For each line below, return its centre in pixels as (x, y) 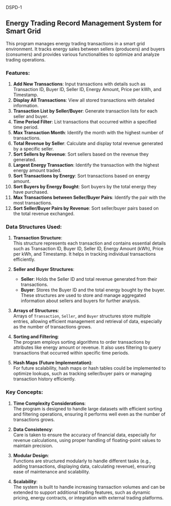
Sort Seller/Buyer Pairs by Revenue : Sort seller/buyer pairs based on (86, 209)
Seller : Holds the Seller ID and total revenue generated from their (89, 279)
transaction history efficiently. (44, 379)
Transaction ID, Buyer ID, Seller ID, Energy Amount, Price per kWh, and (87, 90)
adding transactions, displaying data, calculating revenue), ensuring (84, 466)
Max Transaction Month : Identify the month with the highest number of (88, 133)
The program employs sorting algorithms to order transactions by (82, 342)
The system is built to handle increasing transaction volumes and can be (89, 487)
